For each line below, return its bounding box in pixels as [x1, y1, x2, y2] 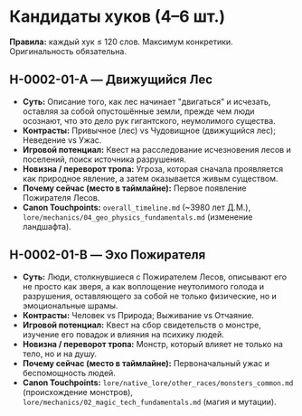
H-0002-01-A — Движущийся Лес [9, 72, 213, 88]
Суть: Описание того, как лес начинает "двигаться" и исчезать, [22, 96, 271, 107]
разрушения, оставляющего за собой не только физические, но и [22, 290, 278, 301]
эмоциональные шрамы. [22, 300, 118, 311]
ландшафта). [22, 221, 72, 232]
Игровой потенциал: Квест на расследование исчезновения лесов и [22, 144, 291, 155]
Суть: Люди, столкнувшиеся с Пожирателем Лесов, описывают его [22, 271, 288, 282]
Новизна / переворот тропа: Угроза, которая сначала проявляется [22, 163, 284, 174]
